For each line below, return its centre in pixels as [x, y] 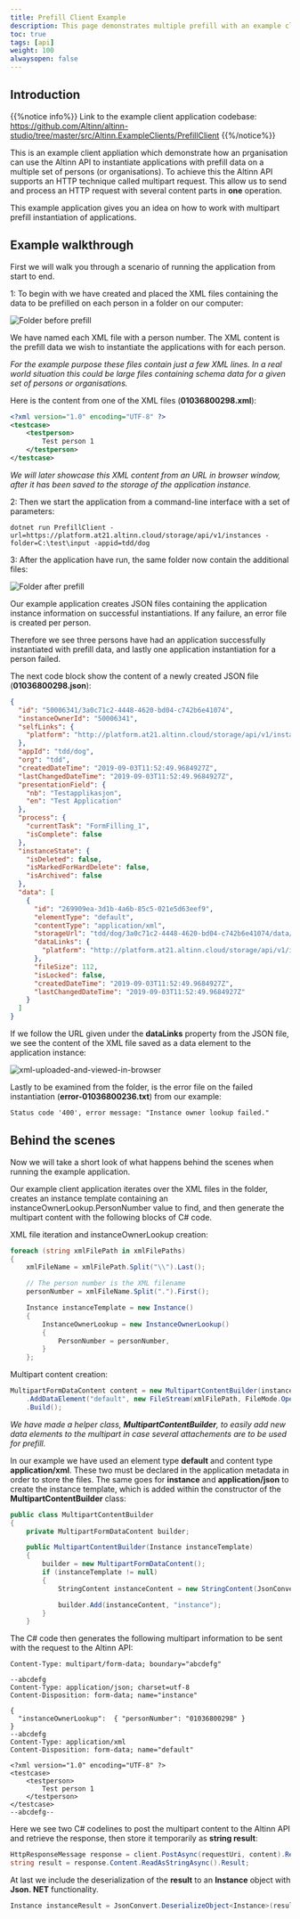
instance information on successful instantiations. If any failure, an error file [149, 613]
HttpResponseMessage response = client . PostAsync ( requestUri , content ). [148, 1855]
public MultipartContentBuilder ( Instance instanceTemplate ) [140, 1547]
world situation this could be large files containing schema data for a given [148, 373]
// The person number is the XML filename [106, 1284]
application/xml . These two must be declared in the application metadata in [150, 1470]
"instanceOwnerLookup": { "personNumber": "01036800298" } [132, 1719]
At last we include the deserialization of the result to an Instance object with [150, 1880]
